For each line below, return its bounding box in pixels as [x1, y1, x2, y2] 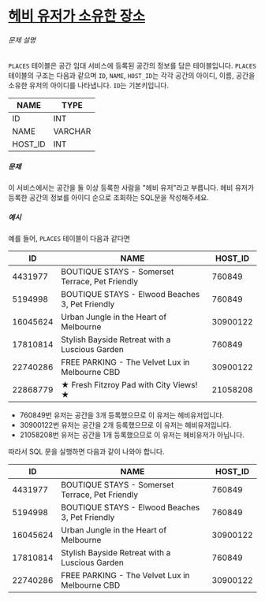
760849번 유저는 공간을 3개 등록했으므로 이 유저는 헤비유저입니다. [19, 410, 225, 420]
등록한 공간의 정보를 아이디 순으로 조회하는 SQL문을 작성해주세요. [8, 193, 209, 202]
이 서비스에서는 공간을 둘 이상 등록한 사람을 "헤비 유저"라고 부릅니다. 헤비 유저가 [8, 183, 255, 193]
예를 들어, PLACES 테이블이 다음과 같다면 [8, 234, 131, 243]
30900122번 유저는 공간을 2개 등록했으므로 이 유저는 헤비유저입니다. [19, 421, 232, 430]
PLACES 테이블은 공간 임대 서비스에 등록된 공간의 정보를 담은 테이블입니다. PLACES [8, 61, 256, 71]
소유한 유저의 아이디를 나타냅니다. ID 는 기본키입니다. [8, 80, 170, 91]
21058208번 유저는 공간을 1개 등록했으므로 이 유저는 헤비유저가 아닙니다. [19, 430, 244, 440]
